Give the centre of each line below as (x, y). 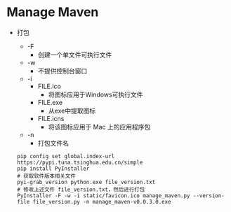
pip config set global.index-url (66, 156)
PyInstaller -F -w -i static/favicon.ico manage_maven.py (103, 196)
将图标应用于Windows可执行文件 (95, 94)
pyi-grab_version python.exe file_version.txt (86, 182)
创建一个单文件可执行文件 (75, 55)
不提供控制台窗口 (62, 71)
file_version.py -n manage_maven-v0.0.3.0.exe (102, 202)
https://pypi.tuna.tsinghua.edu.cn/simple (80, 162)
